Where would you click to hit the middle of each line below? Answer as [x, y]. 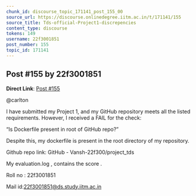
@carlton [17, 100]
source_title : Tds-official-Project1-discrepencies [71, 23]
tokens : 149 [21, 34]
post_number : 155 [28, 45]
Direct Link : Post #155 [33, 88]
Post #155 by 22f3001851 [54, 74]
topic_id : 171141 [28, 50]
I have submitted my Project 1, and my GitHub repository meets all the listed [98, 111]
